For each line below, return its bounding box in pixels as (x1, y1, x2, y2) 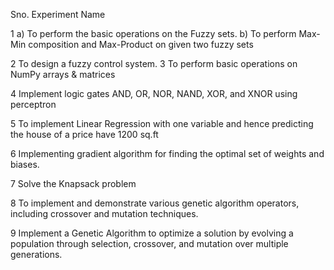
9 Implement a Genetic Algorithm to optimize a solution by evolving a (10, 227, 294, 239)
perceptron (10, 99, 57, 110)
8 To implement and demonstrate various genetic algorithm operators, (10, 197, 300, 209)
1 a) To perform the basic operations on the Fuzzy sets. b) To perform (10, 28, 297, 39)
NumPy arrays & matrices (10, 69, 116, 80)
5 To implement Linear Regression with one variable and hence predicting (10, 118, 314, 129)
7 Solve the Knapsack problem (10, 178, 137, 189)
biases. (10, 159, 40, 170)
